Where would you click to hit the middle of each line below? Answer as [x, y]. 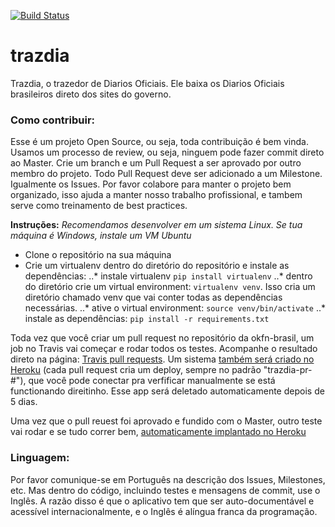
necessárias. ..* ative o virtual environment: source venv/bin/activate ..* [175, 308]
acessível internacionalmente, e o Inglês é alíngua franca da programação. [164, 511]
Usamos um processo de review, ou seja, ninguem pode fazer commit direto [167, 152]
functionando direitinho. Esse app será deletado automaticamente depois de [167, 391]
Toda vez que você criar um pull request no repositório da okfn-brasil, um [162, 338]
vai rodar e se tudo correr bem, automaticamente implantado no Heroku [158, 432]
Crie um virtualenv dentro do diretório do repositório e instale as [157, 266]
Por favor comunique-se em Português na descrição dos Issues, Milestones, [168, 479]
